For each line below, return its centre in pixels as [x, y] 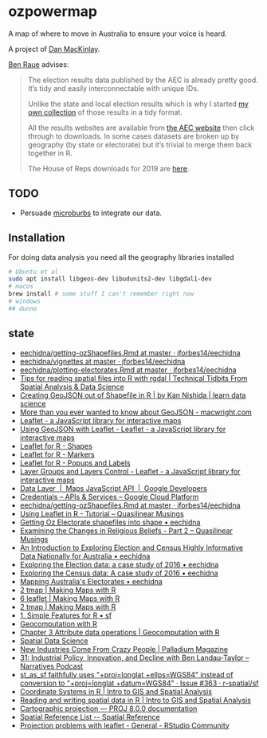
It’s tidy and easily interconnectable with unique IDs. [113, 88]
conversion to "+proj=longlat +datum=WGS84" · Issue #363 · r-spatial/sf [139, 683]
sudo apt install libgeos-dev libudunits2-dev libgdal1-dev [110, 279]
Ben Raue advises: [39, 64]
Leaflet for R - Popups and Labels [75, 463]
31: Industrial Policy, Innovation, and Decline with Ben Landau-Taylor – [134, 658]
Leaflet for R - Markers [57, 454]
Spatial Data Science [54, 641]
